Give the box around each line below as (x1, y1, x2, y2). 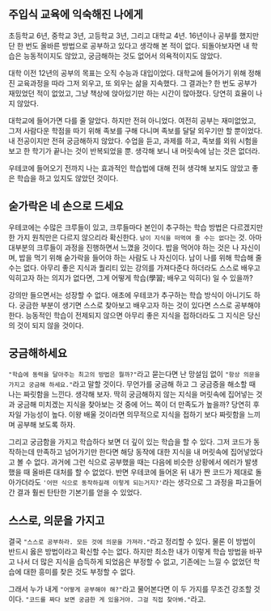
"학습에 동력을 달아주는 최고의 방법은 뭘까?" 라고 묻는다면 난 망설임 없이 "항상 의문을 (8, 369, 260, 379)
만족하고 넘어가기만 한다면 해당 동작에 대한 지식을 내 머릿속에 (36, 448, 229, 457)
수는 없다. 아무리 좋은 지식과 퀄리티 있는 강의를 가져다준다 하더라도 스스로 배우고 (8, 262, 261, 273)
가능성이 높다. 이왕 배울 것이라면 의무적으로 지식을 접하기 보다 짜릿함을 (23, 409, 246, 419)
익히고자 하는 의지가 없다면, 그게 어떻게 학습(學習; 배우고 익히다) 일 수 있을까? (8, 273, 253, 282)
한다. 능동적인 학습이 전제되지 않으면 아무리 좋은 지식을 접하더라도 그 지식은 (8, 310, 246, 320)
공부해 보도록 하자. (16, 420, 75, 430)
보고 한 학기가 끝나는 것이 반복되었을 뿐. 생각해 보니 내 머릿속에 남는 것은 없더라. (8, 146, 260, 155)
